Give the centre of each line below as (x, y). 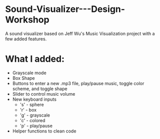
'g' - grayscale (35, 115)
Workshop (27, 20)
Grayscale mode (29, 73)
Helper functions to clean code (44, 131)
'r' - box (28, 110)
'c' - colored (32, 120)
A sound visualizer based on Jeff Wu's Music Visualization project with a (80, 33)
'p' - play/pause (36, 126)
